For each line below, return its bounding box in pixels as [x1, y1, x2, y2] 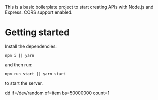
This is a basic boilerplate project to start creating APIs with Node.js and [5, 4, 154, 10]
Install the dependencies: [5, 43, 57, 49]
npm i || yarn [5, 53, 35, 58]
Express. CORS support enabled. [5, 9, 73, 15]
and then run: [5, 62, 33, 68]
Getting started [5, 27, 70, 38]
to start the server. [5, 80, 43, 86]
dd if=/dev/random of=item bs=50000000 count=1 [5, 90, 110, 96]
